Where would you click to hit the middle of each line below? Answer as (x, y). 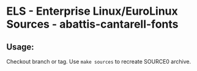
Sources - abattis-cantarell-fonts (92, 24)
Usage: (20, 47)
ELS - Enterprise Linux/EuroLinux (92, 11)
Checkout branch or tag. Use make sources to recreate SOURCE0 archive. (99, 62)
